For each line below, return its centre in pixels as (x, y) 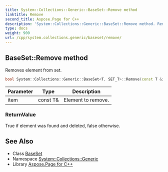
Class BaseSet (27, 153)
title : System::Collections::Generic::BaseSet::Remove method (71, 10)
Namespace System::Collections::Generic (55, 158)
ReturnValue (20, 114)
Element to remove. (86, 99)
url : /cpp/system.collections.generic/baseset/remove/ (63, 38)
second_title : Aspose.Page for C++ (42, 19)
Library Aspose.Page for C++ (43, 164)
